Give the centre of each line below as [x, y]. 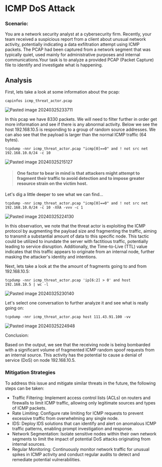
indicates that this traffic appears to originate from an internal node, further [80, 251]
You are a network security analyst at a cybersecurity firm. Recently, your [78, 34]
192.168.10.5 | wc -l [27, 284]
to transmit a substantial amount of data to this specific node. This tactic [77, 236]
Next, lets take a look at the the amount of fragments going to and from [76, 266]
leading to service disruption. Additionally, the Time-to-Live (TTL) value [76, 246]
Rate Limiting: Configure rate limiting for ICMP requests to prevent [78, 413]
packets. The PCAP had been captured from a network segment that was [78, 49]
